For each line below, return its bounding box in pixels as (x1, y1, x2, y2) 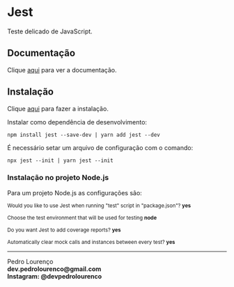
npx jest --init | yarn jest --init (7, 157, 114, 164)
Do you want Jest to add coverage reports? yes (7, 227, 121, 233)
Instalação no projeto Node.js (7, 173, 109, 183)
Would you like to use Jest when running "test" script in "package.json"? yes (7, 202, 192, 209)
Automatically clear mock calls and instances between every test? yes (7, 238, 175, 245)
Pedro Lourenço (7, 257, 54, 265)
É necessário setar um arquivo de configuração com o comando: (7, 143, 194, 151)
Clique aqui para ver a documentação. (7, 65, 117, 74)
